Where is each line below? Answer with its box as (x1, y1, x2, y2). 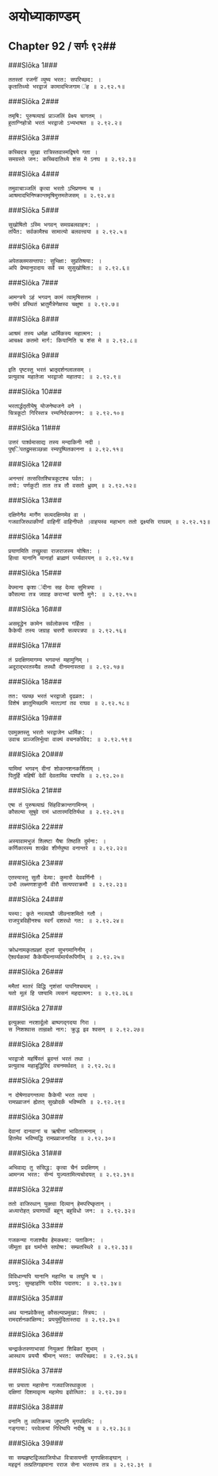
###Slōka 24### (8, 894, 63, 904)
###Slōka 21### (8, 786, 62, 795)
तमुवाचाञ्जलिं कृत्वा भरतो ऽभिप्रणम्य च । (8, 184, 101, 192)
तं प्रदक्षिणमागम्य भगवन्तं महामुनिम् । (8, 656, 90, 664)
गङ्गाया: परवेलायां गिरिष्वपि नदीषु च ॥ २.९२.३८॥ (8, 1424, 131, 1432)
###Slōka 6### (8, 242, 59, 251)
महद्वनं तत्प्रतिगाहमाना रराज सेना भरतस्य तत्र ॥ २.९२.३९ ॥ (8, 1461, 152, 1469)
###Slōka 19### (8, 713, 62, 723)
